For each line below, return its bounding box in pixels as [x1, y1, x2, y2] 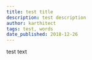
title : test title [6, 8, 53, 15]
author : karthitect [6, 20, 56, 26]
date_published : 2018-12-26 [6, 32, 79, 38]
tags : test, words [6, 25, 53, 32]
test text [6, 48, 28, 55]
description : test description [6, 15, 86, 21]
